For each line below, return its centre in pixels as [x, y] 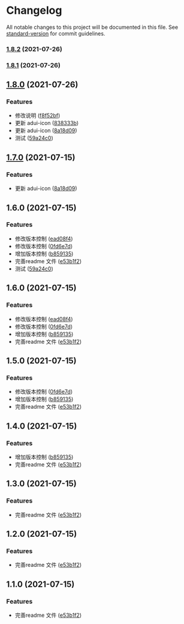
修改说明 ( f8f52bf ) [37, 115]
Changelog [34, 11]
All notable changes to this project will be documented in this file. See [92, 27]
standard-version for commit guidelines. [56, 33]
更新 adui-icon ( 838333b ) [47, 123]
